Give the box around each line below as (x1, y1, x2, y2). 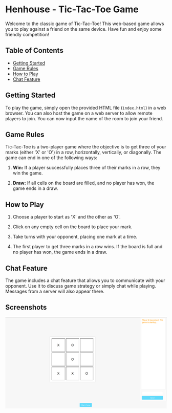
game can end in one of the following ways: (5, 155, 97, 161)
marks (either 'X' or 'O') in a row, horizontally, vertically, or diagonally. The (5, 149, 162, 156)
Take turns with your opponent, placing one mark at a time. (12, 234, 138, 240)
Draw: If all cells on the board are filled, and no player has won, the (12, 180, 155, 186)
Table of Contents (5, 46, 64, 55)
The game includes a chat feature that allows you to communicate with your (5, 277, 165, 284)
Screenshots (5, 303, 47, 312)
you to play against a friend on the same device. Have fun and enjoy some (5, 26, 162, 32)
